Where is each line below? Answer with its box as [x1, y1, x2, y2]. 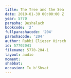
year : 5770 [5, 16, 27, 21]
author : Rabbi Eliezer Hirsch [5, 39, 67, 44]
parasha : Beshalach [5, 20, 45, 26]
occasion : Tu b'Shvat [5, 66, 49, 71]
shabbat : [5, 61, 23, 66]
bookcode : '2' [5, 25, 34, 30]
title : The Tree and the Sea [5, 7, 64, 12]
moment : [5, 57, 21, 62]
